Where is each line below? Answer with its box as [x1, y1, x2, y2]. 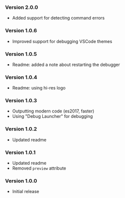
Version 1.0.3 [5, 97, 37, 104]
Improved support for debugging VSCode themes [12, 38, 113, 44]
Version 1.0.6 [5, 27, 37, 34]
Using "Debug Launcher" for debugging [12, 113, 93, 119]
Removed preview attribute [12, 165, 66, 171]
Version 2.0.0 [5, 4, 38, 11]
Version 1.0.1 [5, 149, 36, 155]
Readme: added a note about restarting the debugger [12, 62, 120, 67]
